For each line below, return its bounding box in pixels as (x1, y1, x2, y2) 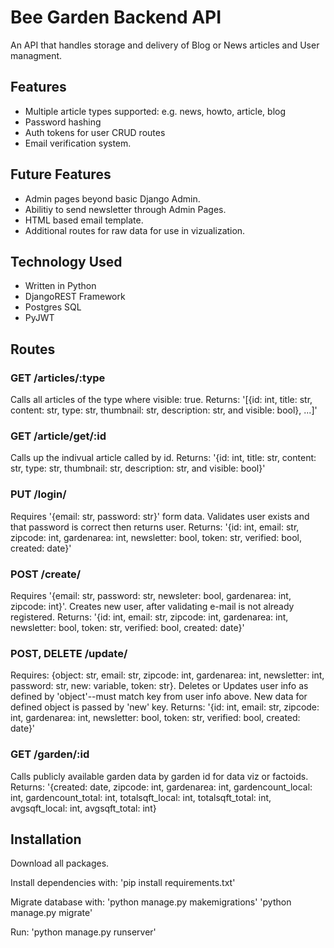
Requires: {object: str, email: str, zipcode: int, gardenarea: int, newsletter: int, (10, 669, 325, 681)
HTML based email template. (24, 214, 144, 226)
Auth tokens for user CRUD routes (24, 126, 166, 138)
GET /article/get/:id (10, 429, 107, 443)
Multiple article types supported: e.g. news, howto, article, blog (24, 105, 287, 117)
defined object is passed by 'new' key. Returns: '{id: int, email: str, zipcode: (10, 701, 320, 713)
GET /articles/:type (10, 371, 106, 385)
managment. (10, 49, 63, 61)
